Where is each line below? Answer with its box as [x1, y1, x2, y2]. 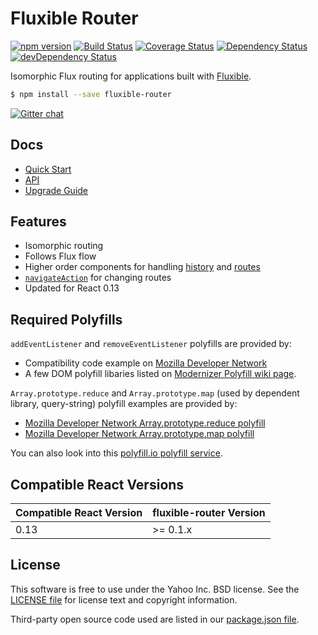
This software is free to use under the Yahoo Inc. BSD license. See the [10, 583, 300, 595]
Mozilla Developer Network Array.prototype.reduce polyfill [24, 417, 266, 429]
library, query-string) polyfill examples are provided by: [10, 398, 238, 410]
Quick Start [24, 163, 72, 175]
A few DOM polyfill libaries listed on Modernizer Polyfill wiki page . [24, 368, 297, 380]
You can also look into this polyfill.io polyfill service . [10, 447, 223, 459]
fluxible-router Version [152, 506, 266, 520]
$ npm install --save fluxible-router [10, 89, 172, 99]
